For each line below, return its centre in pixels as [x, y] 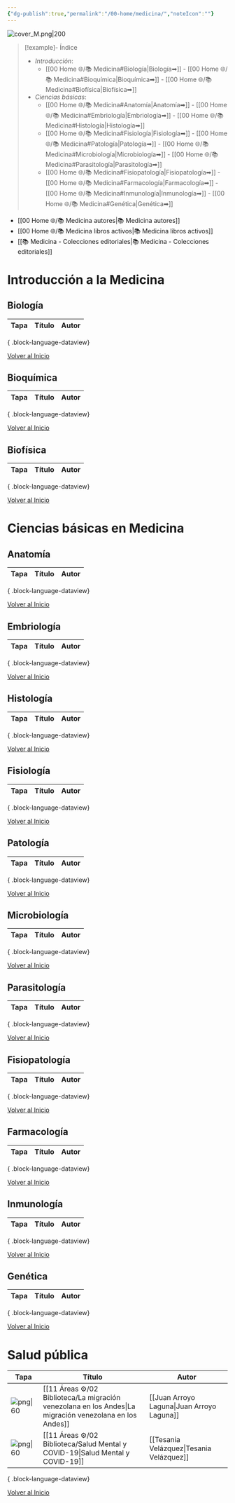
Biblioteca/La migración [82, 1398]
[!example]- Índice [51, 47]
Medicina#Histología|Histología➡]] [95, 125]
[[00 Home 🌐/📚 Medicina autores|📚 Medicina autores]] [99, 220]
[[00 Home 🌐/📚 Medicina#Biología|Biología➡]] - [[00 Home [132, 69]
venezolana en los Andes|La [89, 1406]
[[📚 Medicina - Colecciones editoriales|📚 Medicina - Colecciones [113, 241]
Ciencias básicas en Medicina [96, 528]
